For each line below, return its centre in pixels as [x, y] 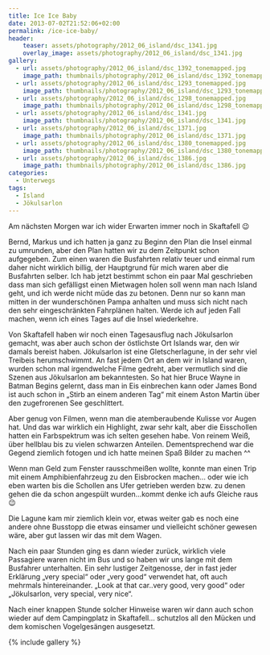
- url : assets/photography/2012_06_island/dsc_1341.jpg [111, 114]
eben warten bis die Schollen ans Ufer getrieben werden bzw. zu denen [127, 485]
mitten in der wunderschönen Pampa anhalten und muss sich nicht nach [128, 301]
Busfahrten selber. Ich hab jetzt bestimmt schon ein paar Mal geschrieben [131, 276]
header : [21, 38]
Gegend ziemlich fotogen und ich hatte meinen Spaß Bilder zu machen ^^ [129, 453]
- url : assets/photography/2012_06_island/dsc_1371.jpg [111, 128]
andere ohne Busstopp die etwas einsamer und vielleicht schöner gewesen [133, 526]
